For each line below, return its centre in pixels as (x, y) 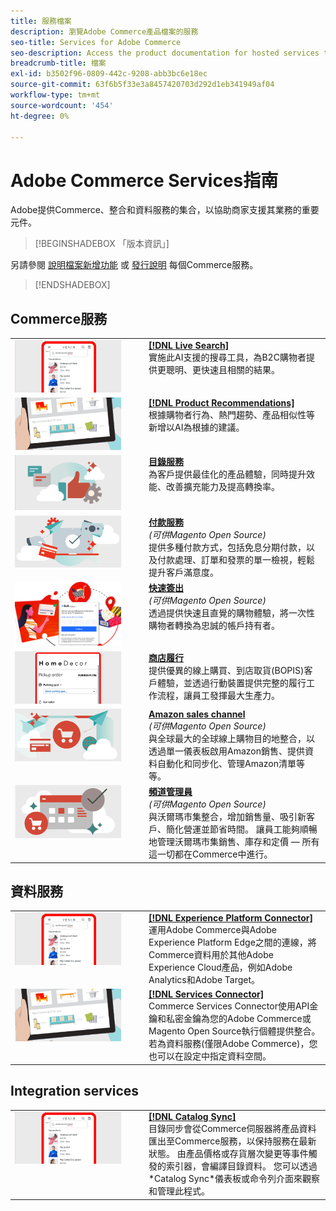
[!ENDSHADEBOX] (72, 285)
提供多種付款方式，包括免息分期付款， (227, 547)
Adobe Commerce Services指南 (144, 180)
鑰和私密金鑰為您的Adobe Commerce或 (230, 1019)
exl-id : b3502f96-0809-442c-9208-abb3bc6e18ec (109, 74)
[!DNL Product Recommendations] (221, 402)
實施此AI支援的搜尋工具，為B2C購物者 (227, 357)
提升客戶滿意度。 (183, 572)
